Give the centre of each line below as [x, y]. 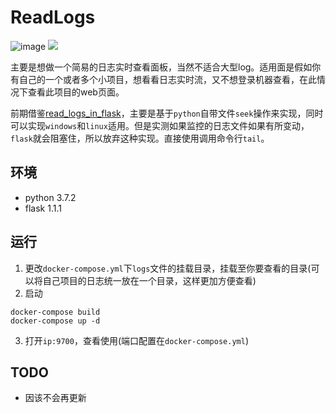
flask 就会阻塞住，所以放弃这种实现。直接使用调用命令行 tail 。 [140, 138]
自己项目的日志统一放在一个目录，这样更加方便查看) [149, 280]
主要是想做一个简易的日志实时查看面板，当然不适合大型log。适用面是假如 [161, 67]
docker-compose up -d [55, 321]
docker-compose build [55, 312]
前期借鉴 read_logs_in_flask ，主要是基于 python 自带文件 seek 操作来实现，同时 [167, 113]
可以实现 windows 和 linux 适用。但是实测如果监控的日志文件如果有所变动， [160, 125]
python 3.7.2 [50, 197]
